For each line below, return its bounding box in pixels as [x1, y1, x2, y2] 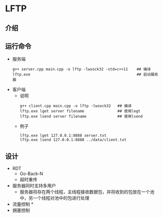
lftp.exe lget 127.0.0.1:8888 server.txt [19, 133, 107, 138]
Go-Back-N [19, 171, 43, 177]
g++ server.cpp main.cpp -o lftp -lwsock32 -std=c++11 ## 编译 [12, 67, 151, 72]
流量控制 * [12, 201, 34, 207]
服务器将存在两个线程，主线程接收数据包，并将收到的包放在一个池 [19, 189, 155, 195]
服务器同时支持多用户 [12, 183, 56, 189]
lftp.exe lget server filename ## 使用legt [19, 109, 141, 114]
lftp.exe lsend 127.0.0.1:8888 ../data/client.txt [19, 138, 127, 143]
